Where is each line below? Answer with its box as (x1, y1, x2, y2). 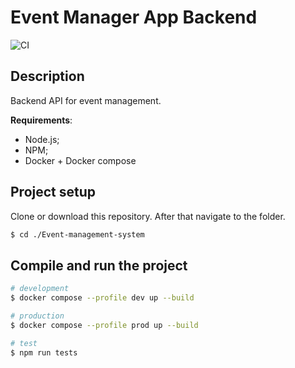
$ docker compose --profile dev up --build (10, 293, 195, 303)
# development (10, 284, 70, 294)
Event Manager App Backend (10, 6, 258, 29)
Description (10, 68, 85, 85)
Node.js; (24, 133, 60, 145)
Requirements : (10, 114, 73, 126)
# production (10, 311, 65, 321)
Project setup (10, 184, 97, 201)
